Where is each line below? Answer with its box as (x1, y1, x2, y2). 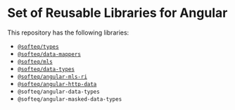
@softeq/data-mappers (17, 51, 81, 58)
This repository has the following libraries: (7, 28, 129, 37)
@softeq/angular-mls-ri (17, 73, 88, 80)
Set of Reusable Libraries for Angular (7, 5, 228, 21)
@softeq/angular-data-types (17, 88, 100, 95)
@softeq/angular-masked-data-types (17, 95, 122, 103)
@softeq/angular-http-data (17, 80, 97, 87)
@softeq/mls (17, 58, 53, 65)
